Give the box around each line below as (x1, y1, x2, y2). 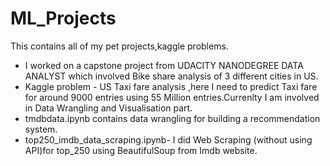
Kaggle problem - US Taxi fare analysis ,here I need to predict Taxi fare (24, 80, 318, 92)
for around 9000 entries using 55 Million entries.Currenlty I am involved (24, 91, 320, 103)
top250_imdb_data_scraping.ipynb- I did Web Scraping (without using (24, 133, 313, 146)
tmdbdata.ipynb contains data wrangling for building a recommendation (24, 112, 321, 124)
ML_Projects (10, 7, 117, 30)
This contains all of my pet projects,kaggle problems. (10, 40, 229, 52)
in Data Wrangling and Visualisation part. (24, 102, 193, 114)
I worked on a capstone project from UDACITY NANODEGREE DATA (24, 59, 304, 71)
